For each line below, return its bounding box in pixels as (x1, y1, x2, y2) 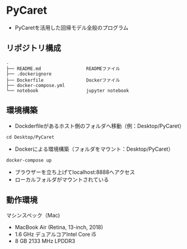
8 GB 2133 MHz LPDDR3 (14, 238, 76, 245)
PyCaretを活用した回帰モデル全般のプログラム (14, 24, 129, 31)
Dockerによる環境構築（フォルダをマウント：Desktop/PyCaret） (14, 145, 174, 152)
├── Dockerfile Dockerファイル (6, 77, 120, 83)
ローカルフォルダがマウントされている (14, 176, 109, 183)
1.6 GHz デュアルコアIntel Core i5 (14, 231, 96, 238)
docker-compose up (6, 157, 52, 163)
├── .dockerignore (6, 71, 52, 77)
